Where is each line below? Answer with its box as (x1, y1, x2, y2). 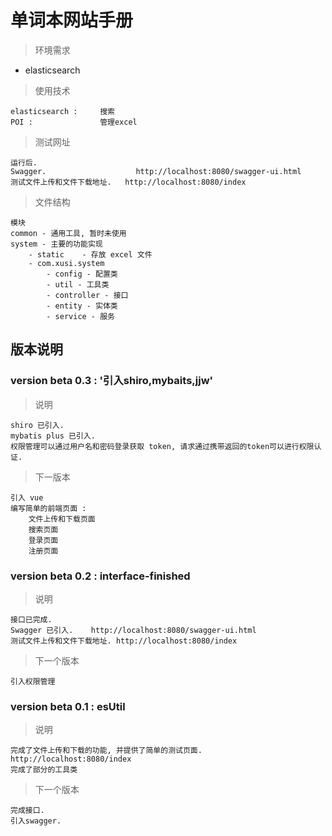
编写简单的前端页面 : (10, 503, 87, 513)
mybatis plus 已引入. (10, 431, 96, 441)
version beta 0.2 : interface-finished (10, 569, 191, 583)
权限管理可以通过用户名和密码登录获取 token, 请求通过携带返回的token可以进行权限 (10, 441, 315, 451)
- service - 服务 (46, 311, 115, 321)
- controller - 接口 (46, 290, 129, 300)
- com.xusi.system (28, 258, 105, 268)
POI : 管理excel (10, 117, 138, 127)
